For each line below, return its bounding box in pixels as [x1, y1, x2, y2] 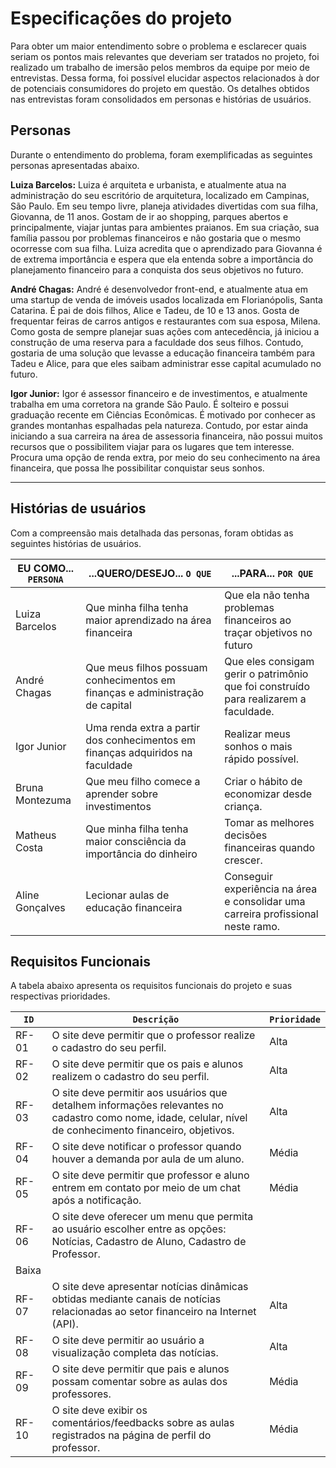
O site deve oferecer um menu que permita [51, 1210, 254, 1224]
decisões [224, 828, 268, 842]
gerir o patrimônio [224, 667, 309, 681]
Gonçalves [15, 900, 66, 914]
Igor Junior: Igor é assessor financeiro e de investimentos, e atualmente [10, 387, 308, 399]
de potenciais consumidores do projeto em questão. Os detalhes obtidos [10, 82, 310, 94]
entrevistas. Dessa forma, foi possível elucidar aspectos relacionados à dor [10, 72, 320, 84]
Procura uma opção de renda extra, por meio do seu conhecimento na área [10, 451, 321, 463]
